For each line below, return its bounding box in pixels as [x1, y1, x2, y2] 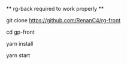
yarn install [6, 40, 34, 47]
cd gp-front [6, 28, 35, 36]
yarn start [6, 52, 31, 59]
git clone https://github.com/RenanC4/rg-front [6, 17, 121, 23]
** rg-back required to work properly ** [6, 5, 104, 12]
